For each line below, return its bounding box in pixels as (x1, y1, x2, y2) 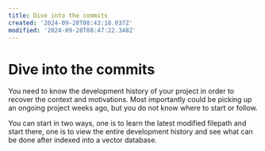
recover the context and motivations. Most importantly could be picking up (8, 95, 252, 104)
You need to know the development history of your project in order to (8, 86, 235, 96)
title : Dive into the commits (8, 11, 109, 20)
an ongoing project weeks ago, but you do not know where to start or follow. (8, 104, 258, 113)
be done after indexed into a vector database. (8, 135, 157, 145)
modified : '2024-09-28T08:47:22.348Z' (8, 26, 136, 34)
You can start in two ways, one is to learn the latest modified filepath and (8, 119, 247, 128)
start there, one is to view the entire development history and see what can (8, 127, 254, 137)
